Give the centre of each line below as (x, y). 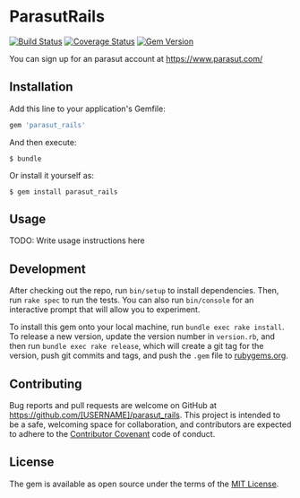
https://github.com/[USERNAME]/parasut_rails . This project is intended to (145, 415)
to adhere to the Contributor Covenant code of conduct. (112, 434)
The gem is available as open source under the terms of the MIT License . (144, 484)
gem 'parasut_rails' (48, 125)
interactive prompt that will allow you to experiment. (105, 310)
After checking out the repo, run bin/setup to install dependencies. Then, (144, 291)
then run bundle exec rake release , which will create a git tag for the (137, 346)
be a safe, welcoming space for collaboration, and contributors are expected (150, 424)
